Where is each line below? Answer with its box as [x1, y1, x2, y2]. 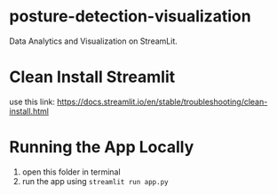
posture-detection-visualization [9, 6, 251, 27]
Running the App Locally [9, 137, 194, 158]
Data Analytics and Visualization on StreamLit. [9, 36, 178, 46]
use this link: [9, 96, 56, 107]
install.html [9, 105, 49, 117]
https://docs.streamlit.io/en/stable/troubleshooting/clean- [57, 96, 268, 107]
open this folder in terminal [21, 167, 122, 177]
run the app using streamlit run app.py [21, 175, 169, 186]
